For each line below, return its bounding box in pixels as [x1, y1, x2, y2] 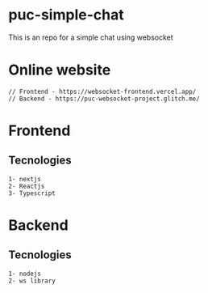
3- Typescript [8, 189, 56, 197]
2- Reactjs [8, 182, 45, 190]
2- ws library [8, 277, 56, 285]
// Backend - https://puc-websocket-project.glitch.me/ [8, 95, 200, 103]
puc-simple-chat [8, 6, 124, 24]
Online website [8, 61, 111, 79]
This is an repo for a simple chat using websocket [8, 32, 173, 42]
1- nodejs [8, 270, 42, 278]
